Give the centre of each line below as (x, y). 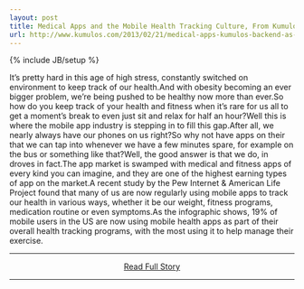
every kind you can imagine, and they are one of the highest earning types (148, 173)
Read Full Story (152, 266)
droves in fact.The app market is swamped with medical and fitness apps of (151, 164)
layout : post (34, 18)
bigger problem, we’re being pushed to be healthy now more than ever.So (147, 97)
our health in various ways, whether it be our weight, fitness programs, (141, 202)
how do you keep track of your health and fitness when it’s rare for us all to (149, 107)
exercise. (26, 241)
